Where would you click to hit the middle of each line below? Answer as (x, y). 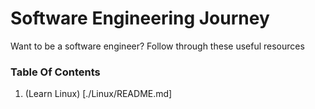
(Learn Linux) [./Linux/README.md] (98, 94)
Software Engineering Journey (140, 18)
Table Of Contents (55, 72)
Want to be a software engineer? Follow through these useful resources (157, 46)
